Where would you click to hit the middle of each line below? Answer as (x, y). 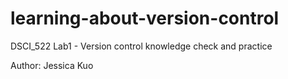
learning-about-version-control (145, 18)
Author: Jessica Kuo (52, 65)
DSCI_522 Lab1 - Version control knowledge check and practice (141, 46)
